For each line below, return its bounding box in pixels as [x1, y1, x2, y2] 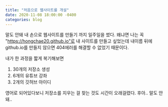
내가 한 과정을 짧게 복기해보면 [5, 55, 64, 61]
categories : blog [5, 17, 42, 22]
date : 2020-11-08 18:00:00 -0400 [5, 12, 77, 17]
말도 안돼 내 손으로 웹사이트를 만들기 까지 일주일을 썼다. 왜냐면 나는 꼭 [5, 32, 144, 38]
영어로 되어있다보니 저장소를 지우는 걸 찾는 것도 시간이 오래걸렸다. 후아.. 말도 [5, 90, 158, 96]
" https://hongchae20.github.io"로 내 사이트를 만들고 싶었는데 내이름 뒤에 [5, 38, 153, 44]
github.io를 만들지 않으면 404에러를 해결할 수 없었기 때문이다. [5, 45, 129, 51]
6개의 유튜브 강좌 [12, 73, 47, 79]
